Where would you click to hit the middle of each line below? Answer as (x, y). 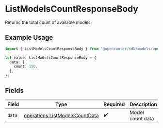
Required (114, 104)
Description (143, 104)
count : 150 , (26, 66)
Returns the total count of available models (48, 22)
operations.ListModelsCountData (61, 115)
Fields (15, 91)
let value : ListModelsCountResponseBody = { (51, 57)
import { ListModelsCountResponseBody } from (52, 49)
